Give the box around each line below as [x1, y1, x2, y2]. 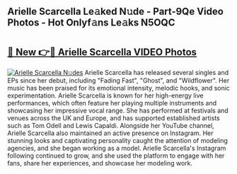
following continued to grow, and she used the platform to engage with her [7, 151, 225, 160]
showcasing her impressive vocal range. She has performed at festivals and [7, 106, 229, 115]
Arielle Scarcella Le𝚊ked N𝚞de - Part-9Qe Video [7, 6, 224, 18]
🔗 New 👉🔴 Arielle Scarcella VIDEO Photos [7, 46, 197, 58]
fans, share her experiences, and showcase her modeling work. [7, 159, 193, 167]
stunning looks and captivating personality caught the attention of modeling [7, 137, 229, 144]
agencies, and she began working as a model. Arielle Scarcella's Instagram [7, 144, 226, 152]
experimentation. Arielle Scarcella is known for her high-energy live [7, 91, 204, 100]
